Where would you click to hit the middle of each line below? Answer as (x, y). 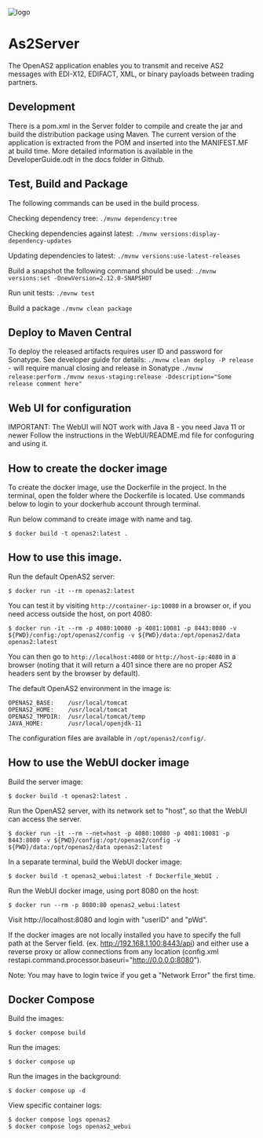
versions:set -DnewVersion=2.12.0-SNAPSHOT (80, 278)
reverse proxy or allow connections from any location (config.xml (113, 951)
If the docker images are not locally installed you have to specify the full (124, 935)
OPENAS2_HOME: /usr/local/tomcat (68, 710)
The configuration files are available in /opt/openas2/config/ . (107, 737)
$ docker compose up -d (47, 1091)
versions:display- (190, 234)
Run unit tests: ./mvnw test (52, 293)
